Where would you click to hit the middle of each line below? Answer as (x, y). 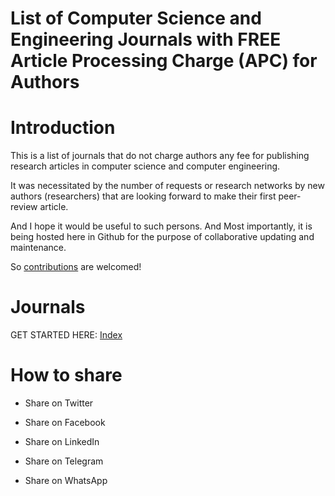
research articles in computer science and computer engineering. (145, 166)
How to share (66, 375)
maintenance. (38, 248)
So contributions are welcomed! (76, 267)
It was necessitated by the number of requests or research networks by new (167, 186)
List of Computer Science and (136, 18)
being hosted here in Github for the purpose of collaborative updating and (162, 237)
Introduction (63, 128)
